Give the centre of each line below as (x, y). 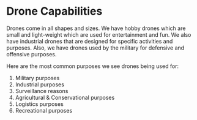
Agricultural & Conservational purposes (65, 97)
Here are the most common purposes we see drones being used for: (93, 66)
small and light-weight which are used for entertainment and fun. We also (99, 34)
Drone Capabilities (54, 11)
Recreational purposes (44, 110)
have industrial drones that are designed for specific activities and (90, 41)
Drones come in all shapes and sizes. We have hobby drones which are (96, 28)
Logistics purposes (39, 104)
